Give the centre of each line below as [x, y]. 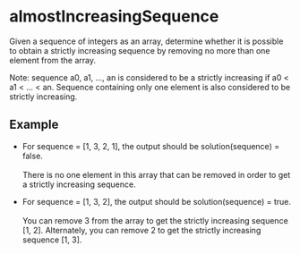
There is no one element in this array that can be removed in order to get [156, 174]
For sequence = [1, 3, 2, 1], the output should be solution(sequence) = [151, 146]
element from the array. [53, 60]
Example [34, 125]
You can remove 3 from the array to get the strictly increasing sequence [155, 220]
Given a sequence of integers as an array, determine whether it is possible [146, 41]
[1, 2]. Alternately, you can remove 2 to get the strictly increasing [141, 230]
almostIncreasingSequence [114, 17]
